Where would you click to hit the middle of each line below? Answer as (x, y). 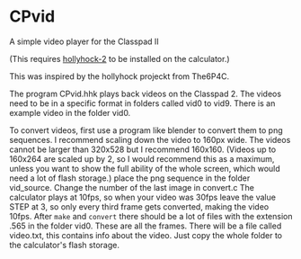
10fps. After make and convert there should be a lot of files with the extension (151, 216)
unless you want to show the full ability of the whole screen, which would (145, 168)
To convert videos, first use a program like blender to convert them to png (146, 130)
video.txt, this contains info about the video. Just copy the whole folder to (146, 235)
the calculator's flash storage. (64, 245)
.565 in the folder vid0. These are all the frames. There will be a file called (146, 226)
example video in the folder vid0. (70, 112)
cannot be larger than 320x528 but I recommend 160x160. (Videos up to (143, 149)
